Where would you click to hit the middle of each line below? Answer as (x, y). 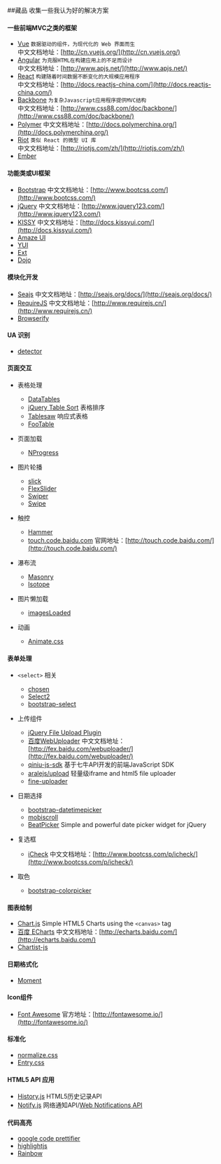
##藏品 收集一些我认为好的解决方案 (58, 10)
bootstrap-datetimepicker (65, 810)
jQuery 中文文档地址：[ (50, 206)
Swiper (38, 496)
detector (30, 351)
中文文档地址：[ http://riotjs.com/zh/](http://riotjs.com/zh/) (101, 148)
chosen (39, 689)
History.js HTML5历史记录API (59, 1097)
